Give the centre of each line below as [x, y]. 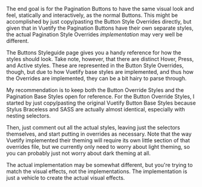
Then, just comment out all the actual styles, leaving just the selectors [93, 127]
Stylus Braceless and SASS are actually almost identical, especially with [96, 109]
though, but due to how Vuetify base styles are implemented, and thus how [100, 72]
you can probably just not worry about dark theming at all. [79, 153]
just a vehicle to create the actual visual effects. [66, 178]
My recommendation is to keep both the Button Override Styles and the [95, 90]
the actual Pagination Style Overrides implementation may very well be [94, 34]
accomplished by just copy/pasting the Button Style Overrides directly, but [99, 21]
